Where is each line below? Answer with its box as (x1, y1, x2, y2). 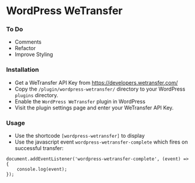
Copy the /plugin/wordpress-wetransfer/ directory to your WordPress (14, 85, 186, 92)
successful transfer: (14, 145, 64, 152)
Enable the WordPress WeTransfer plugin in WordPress (14, 98, 146, 105)
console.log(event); (17, 167, 67, 172)
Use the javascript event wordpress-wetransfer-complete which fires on (14, 138, 188, 145)
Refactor (14, 45, 36, 52)
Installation (6, 66, 40, 74)
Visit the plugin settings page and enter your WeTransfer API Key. (14, 104, 174, 111)
